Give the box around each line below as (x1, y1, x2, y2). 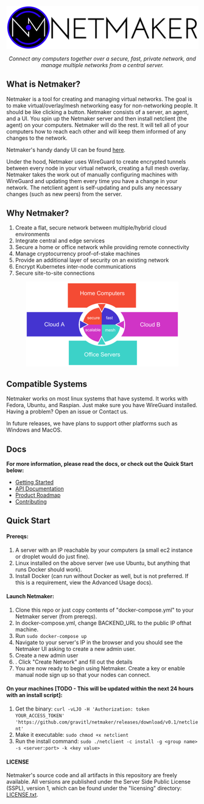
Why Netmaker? (6, 208, 69, 218)
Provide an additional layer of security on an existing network (15, 256, 169, 264)
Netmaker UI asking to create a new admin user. (15, 645, 136, 653)
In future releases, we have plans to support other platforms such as (6, 420, 178, 427)
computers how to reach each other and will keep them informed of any (6, 128, 186, 135)
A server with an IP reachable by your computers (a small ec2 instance (15, 546, 193, 554)
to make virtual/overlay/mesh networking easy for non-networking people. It (6, 101, 198, 109)
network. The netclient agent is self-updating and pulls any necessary (6, 184, 182, 191)
